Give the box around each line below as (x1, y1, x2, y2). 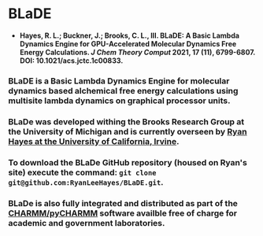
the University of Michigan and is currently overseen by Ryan (8, 126, 247, 137)
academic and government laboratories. (8, 217, 165, 228)
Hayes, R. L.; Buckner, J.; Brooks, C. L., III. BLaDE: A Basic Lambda (19, 31, 240, 40)
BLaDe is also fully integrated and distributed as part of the (8, 197, 239, 208)
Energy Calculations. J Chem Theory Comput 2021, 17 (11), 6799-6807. (19, 47, 256, 57)
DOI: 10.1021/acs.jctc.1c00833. (19, 56, 124, 65)
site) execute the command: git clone (8, 167, 157, 178)
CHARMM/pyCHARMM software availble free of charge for (8, 208, 238, 219)
